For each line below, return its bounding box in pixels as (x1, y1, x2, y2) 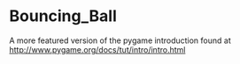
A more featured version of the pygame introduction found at (9, 35, 232, 46)
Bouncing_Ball (9, 6, 117, 26)
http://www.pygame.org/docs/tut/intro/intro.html (9, 44, 186, 54)
